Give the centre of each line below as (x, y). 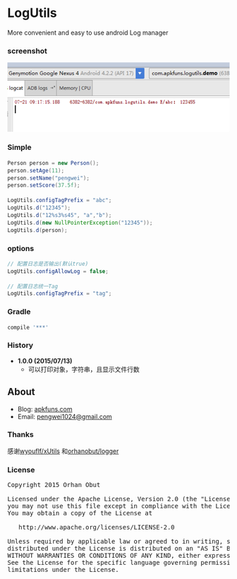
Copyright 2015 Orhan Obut (54, 485)
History (20, 346)
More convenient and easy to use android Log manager (88, 33)
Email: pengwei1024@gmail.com (65, 416)
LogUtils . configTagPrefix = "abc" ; (60, 200)
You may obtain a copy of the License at (80, 513)
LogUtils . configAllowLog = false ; (58, 271)
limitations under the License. (63, 570)
